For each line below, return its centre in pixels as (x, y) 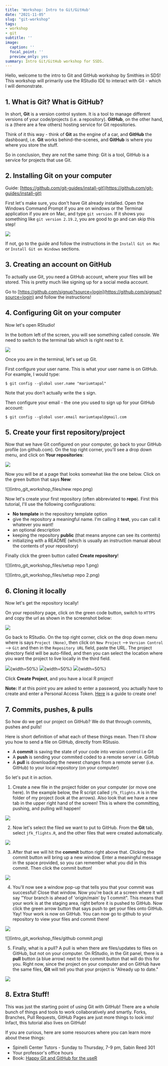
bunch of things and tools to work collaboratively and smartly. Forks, (76, 1012)
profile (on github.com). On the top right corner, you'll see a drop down (78, 450)
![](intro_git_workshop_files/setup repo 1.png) (52, 566)
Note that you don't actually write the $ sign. (51, 392)
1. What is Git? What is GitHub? (54, 102)
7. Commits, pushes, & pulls (49, 709)
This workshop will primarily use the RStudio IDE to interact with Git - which (83, 81)
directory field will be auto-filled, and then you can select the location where (84, 653)
